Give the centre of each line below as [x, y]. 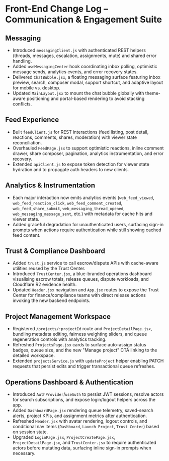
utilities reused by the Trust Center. [49, 269]
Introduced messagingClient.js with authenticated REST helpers [79, 50]
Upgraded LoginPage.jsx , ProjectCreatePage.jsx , [64, 437]
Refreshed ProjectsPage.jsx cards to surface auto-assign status [79, 345]
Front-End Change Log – [57, 9]
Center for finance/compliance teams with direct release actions [79, 295]
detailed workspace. [34, 355]
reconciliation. [27, 142]
